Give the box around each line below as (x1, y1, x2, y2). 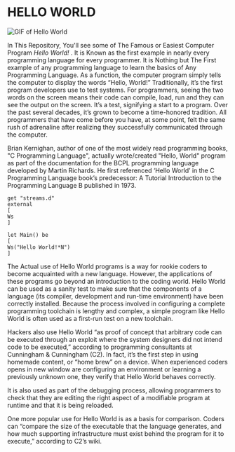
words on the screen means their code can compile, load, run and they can (7, 93, 224, 102)
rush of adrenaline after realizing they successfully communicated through (7, 123, 223, 131)
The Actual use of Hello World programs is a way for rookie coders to (7, 262, 208, 270)
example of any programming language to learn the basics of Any (7, 63, 197, 71)
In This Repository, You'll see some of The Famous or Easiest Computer (7, 41, 215, 49)
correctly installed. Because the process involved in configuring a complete (7, 299, 226, 308)
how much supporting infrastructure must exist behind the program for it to (7, 429, 224, 438)
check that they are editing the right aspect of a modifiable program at (7, 393, 210, 402)
